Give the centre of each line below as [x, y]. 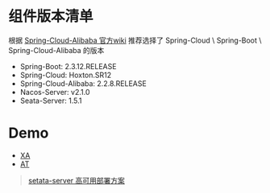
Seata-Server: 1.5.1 [51, 101]
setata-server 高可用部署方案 [76, 180]
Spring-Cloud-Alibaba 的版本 [56, 50]
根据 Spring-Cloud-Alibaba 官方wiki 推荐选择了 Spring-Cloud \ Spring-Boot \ [135, 40]
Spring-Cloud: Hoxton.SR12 [66, 75]
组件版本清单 [51, 16]
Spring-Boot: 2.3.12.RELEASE [68, 66]
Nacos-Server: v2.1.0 [55, 92]
